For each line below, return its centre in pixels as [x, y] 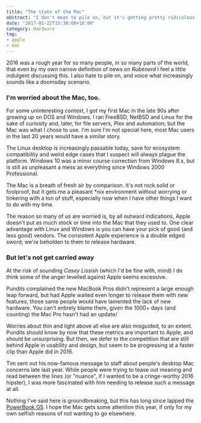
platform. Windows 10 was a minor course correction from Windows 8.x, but [100, 161]
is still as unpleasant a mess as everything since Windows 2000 [85, 167]
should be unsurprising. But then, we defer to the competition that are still [98, 339]
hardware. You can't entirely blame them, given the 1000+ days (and [91, 308]
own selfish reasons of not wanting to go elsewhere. [71, 413]
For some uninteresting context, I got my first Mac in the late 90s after [93, 111]
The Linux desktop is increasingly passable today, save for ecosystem [93, 148]
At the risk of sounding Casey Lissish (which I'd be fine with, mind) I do [94, 271]
